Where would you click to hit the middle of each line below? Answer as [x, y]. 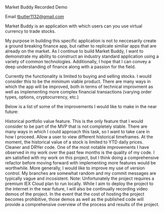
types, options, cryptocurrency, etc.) [42, 97]
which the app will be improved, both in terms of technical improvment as [79, 87]
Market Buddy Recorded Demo [36, 7]
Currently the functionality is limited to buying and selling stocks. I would [78, 76]
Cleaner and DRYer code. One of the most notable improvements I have [77, 147]
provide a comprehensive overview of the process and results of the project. [82, 204]
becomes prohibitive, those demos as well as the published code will [74, 199]
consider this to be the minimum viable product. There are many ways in [78, 81]
